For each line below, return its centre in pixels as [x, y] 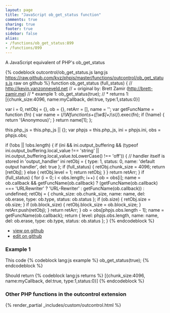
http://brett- [140, 88]
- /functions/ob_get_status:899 [39, 43]
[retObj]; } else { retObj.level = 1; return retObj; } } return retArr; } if [75, 172]
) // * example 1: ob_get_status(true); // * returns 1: [77, 94]
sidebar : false [21, 34]
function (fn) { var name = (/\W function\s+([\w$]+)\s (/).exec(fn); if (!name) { [85, 115]
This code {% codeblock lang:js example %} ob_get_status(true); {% [77, 260]
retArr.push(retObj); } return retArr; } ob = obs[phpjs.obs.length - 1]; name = [85, 210]
